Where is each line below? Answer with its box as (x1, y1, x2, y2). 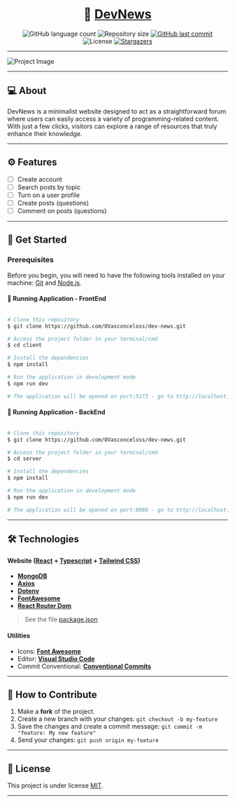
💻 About (7, 85, 47, 97)
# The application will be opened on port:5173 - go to (7, 393, 173, 400)
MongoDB (17, 572, 48, 581)
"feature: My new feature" (17, 729, 97, 737)
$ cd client (7, 342, 42, 349)
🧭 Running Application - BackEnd (7, 408, 106, 417)
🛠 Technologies (7, 533, 79, 546)
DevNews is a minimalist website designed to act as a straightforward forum (7, 107, 227, 115)
